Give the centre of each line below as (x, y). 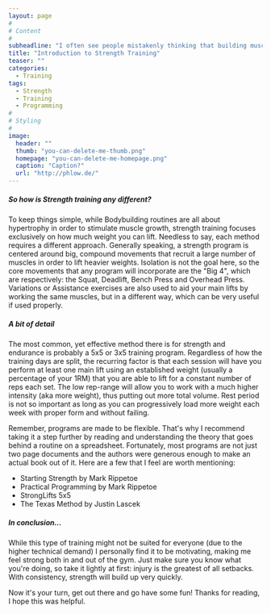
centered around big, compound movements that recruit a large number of (132, 253)
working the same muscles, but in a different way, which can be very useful (134, 296)
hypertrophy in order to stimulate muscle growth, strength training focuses (132, 228)
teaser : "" (27, 61)
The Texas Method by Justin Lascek (80, 503)
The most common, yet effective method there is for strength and (117, 344)
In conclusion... (35, 522)
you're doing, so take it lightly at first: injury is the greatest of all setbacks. (131, 568)
